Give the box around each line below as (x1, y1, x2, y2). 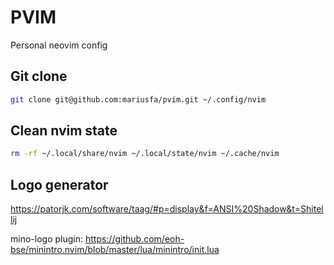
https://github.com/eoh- (84, 233, 185, 245)
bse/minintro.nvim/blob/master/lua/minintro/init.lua (10, 244, 220, 256)
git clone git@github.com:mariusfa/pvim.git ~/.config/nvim (10, 94, 267, 105)
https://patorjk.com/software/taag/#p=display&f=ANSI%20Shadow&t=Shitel (10, 203, 324, 215)
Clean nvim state (10, 122, 118, 140)
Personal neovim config (10, 39, 108, 51)
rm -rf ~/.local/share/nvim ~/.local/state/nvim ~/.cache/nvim (10, 149, 280, 159)
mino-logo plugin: (10, 233, 83, 245)
